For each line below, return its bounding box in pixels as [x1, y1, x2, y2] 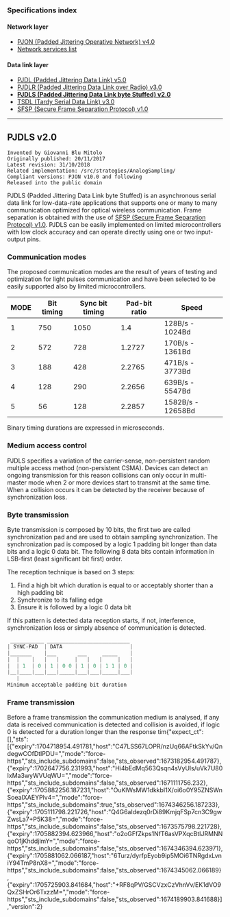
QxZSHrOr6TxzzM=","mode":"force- [7, 888, 110, 896]
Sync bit [79, 299, 107, 308]
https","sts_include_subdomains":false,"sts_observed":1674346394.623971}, [7, 844, 223, 853]
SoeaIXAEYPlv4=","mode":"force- [7, 794, 103, 802]
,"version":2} [7, 903, 43, 911]
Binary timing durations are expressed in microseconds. [7, 424, 164, 432]
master [7, 478, 27, 487]
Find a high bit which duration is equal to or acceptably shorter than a [16, 581, 214, 589]
